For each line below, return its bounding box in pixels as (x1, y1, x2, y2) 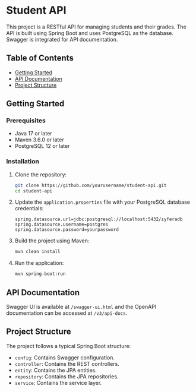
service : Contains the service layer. (14, 379, 102, 386)
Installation (6, 157, 40, 166)
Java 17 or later (14, 130, 52, 137)
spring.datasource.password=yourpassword (14, 227, 119, 233)
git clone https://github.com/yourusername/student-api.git (14, 182, 167, 188)
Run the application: (14, 260, 64, 267)
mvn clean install (14, 249, 61, 255)
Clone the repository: (14, 170, 67, 178)
